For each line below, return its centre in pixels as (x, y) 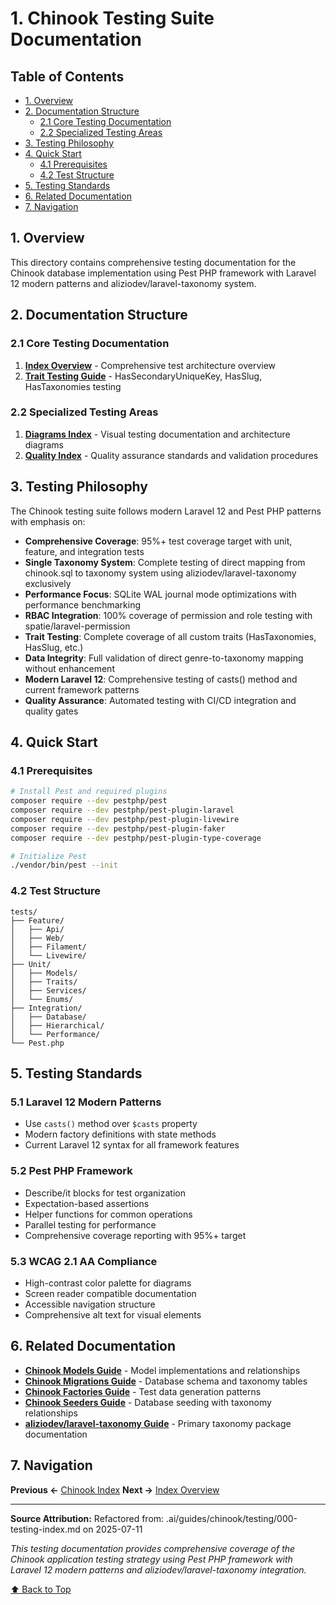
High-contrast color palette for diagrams (108, 1283)
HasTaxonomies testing (73, 386)
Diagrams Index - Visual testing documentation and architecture (157, 434)
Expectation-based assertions (87, 1203)
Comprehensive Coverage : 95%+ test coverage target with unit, (158, 541)
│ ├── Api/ (37, 929)
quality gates (51, 711)
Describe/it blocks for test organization (105, 1193)
